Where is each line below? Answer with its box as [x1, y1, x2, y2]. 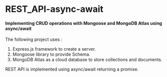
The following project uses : [5, 36, 62, 43]
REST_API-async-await [5, 3, 103, 15]
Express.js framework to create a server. [12, 46, 96, 52]
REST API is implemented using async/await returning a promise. [5, 66, 139, 73]
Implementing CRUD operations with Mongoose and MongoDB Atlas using [5, 20, 162, 26]
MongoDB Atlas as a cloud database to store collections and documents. [12, 57, 162, 63]
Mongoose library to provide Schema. [12, 51, 90, 58]
